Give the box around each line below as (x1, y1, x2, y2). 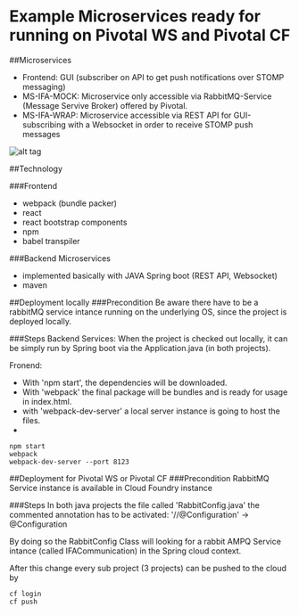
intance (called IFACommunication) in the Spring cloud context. (9, 545, 242, 556)
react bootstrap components (21, 217, 128, 227)
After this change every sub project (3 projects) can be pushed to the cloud (9, 562, 287, 573)
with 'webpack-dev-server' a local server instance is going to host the (21, 406, 281, 416)
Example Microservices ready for (9, 6, 262, 27)
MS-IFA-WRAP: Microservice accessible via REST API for (21, 110, 232, 120)
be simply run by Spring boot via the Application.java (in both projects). (9, 342, 271, 353)
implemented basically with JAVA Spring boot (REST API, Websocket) (21, 270, 278, 281)
